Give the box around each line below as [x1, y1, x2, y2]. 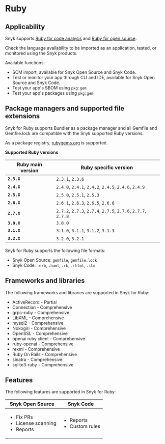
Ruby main [17, 161, 43, 167]
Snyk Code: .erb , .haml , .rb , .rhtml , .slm [12, 262, 96, 268]
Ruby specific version [81, 164, 133, 171]
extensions [5, 112, 40, 120]
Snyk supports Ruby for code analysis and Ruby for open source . [5, 35, 137, 41]
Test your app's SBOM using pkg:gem [12, 85, 87, 91]
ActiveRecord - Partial [12, 299, 57, 305]
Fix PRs [16, 414, 33, 420]
